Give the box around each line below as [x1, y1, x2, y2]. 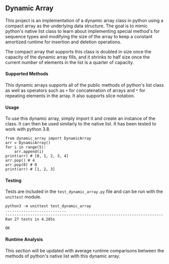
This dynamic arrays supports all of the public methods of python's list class [5, 82, 164, 88]
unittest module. [5, 194, 42, 200]
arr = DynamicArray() [5, 141, 51, 146]
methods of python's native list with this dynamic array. [5, 253, 121, 259]
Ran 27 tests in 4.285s [5, 217, 55, 222]
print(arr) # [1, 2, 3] [5, 167, 55, 172]
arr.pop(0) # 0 [5, 162, 37, 168]
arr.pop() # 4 [5, 158, 35, 163]
